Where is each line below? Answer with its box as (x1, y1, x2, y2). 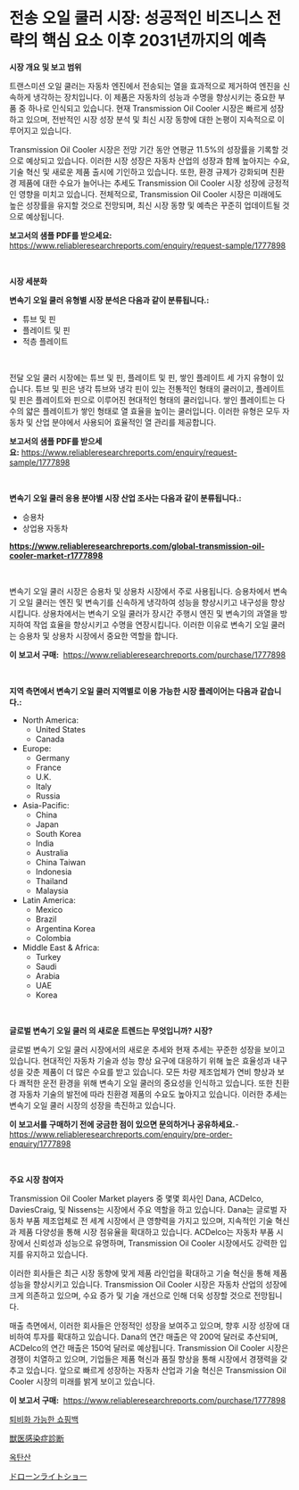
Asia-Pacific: (21, 799, 70, 810)
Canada (35, 733, 65, 744)
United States (35, 724, 87, 734)
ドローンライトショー (9, 1470, 87, 1481)
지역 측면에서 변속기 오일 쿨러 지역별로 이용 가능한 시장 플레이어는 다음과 (9, 685, 259, 696)
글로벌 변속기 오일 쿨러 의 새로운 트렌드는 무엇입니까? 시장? (9, 1025, 213, 1036)
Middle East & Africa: (21, 942, 100, 953)
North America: (21, 715, 79, 725)
